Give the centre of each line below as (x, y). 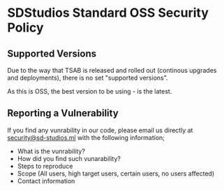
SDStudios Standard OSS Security (108, 13)
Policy (25, 28)
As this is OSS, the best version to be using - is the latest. (90, 91)
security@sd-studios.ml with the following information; (86, 137)
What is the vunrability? (51, 151)
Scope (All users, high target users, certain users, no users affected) (116, 174)
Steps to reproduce (45, 166)
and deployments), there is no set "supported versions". (88, 78)
